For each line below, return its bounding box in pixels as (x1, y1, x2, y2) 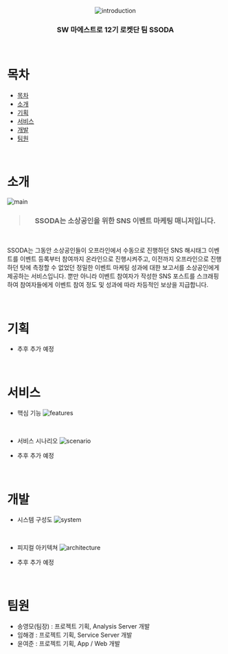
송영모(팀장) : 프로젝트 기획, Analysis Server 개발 (16, 622, 150, 631)
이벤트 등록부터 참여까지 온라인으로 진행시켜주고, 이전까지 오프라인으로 (19, 255, 209, 263)
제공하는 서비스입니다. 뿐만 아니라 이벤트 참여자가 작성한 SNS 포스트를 (7, 272, 196, 280)
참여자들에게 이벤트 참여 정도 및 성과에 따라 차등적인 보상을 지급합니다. (19, 281, 209, 289)
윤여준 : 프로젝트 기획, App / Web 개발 (16, 640, 120, 648)
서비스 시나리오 (16, 437, 58, 445)
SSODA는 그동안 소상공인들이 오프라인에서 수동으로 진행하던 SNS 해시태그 (7, 246, 207, 255)
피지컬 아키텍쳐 (16, 544, 58, 552)
